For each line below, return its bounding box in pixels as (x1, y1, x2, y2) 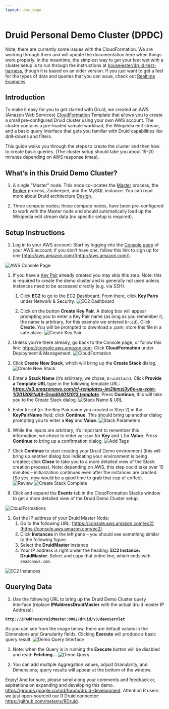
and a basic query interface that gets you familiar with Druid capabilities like (5, 128, 163, 134)
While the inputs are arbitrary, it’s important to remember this (12, 427, 140, 433)
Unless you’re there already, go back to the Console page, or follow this (12, 339, 162, 345)
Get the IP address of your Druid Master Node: (12, 515, 109, 521)
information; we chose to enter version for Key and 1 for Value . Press (12, 433, 157, 439)
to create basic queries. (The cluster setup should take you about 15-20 (5, 149, 154, 155)
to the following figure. (20, 537, 67, 543)
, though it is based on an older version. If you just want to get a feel (22, 67, 163, 74)
